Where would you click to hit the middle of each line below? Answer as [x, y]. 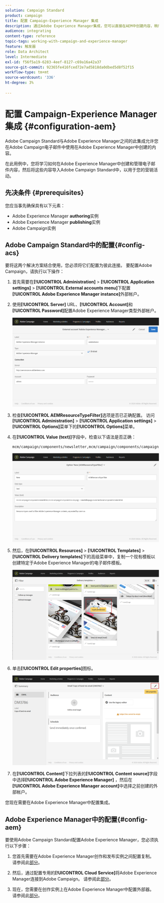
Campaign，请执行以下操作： [35, 271]
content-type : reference [30, 36]
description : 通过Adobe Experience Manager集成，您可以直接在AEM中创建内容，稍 [82, 26]
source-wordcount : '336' [30, 78]
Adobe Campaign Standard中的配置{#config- [75, 245]
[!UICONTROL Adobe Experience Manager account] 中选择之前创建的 [83, 786]
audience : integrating [28, 31]
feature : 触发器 [20, 47]
